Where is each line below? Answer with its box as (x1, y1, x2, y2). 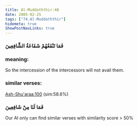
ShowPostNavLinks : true (5, 26, 55, 31)
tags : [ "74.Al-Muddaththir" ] (5, 16, 66, 21)
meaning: (5, 55, 29, 62)
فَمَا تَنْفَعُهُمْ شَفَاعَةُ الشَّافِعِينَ (5, 42, 63, 49)
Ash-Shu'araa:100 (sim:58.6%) (5, 91, 68, 97)
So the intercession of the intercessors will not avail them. (5, 67, 124, 73)
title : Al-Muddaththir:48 (5, 7, 59, 12)
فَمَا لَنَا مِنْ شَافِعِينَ (5, 103, 43, 110)
